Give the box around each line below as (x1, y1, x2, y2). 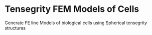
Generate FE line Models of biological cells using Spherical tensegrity (4, 20, 148, 26)
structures (4, 25, 26, 31)
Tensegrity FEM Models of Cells (4, 3, 139, 15)
